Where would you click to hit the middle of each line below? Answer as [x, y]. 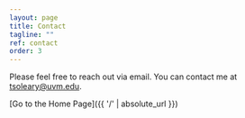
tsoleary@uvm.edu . [46, 86]
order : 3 [26, 51]
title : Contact [38, 26]
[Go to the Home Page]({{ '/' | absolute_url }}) [94, 104]
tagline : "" [32, 34]
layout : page [34, 18]
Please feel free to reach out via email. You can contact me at [123, 77]
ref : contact [34, 43]
